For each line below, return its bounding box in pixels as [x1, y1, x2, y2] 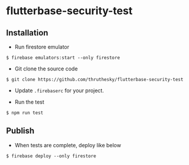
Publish [6, 126, 35, 136]
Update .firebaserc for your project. [14, 87, 105, 94]
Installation [6, 28, 48, 38]
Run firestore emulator [14, 43, 70, 50]
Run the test [14, 99, 44, 105]
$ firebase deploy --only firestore [6, 153, 96, 159]
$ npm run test [6, 110, 44, 116]
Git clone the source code [14, 65, 78, 72]
